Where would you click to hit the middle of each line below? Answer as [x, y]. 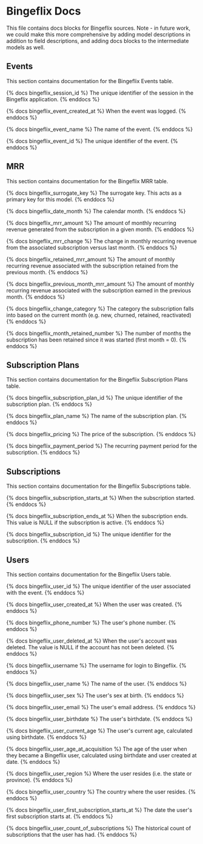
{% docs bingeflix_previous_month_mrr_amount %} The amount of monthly [100, 284]
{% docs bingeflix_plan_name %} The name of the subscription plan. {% [97, 416]
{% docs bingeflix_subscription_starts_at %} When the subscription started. [101, 498]
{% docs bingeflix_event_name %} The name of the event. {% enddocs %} [99, 129]
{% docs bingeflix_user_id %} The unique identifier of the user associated [98, 586]
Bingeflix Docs [44, 11]
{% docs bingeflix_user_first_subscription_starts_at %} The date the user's [99, 810]
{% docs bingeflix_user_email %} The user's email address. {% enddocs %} [101, 707]
